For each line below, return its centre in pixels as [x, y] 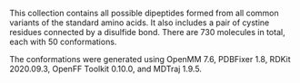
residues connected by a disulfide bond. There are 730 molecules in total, [147, 32]
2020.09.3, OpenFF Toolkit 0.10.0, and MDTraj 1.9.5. [106, 69]
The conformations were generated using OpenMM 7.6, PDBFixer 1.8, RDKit [150, 59]
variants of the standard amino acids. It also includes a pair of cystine [140, 23]
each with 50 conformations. [63, 41]
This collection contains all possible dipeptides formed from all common [144, 13]
